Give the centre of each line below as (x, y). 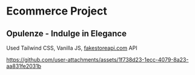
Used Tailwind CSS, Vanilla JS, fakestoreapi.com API (72, 48)
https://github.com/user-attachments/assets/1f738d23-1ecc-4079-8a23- (97, 60)
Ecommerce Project (57, 11)
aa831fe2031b (24, 66)
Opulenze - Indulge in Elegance (67, 34)
